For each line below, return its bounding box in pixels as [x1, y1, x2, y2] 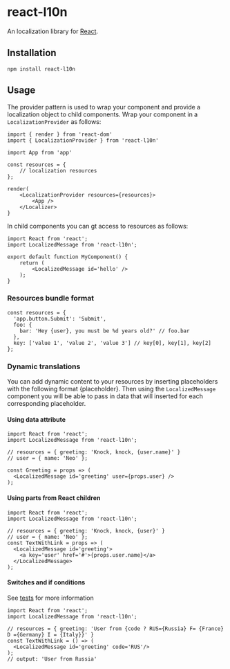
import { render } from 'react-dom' [7, 131, 113, 138]
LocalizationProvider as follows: [7, 117, 102, 125]
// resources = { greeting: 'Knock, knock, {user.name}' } [7, 449, 181, 456]
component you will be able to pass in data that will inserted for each [7, 392, 204, 400]
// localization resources [19, 167, 97, 174]
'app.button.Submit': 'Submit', [13, 315, 107, 322]
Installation [7, 47, 57, 59]
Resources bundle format [7, 294, 95, 303]
